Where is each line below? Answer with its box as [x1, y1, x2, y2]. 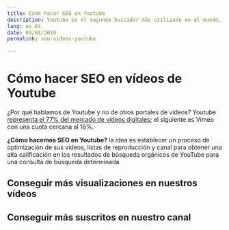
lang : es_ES [7, 23, 41, 29]
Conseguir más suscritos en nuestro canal [7, 212, 191, 223]
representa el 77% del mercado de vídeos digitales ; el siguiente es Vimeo [7, 116, 214, 124]
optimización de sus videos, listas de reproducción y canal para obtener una [7, 143, 222, 151]
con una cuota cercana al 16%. [7, 123, 94, 131]
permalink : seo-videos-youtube [7, 36, 96, 42]
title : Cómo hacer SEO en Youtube [7, 10, 106, 17]
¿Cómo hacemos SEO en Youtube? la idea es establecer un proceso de [7, 136, 210, 144]
